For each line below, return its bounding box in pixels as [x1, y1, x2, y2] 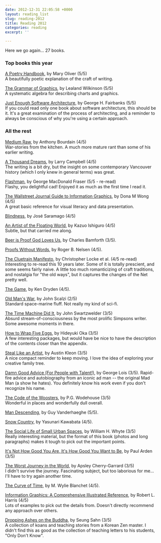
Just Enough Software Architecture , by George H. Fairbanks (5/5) [5, 100, 136, 106]
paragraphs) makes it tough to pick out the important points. [5, 439, 125, 444]
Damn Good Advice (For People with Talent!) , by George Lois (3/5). [5, 369, 140, 376]
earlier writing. [5, 149, 34, 155]
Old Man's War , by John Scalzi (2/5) [5, 296, 77, 302]
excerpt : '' [5, 30, 29, 35]
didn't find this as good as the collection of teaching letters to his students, [5, 527, 155, 533]
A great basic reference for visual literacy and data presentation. [5, 203, 134, 209]
